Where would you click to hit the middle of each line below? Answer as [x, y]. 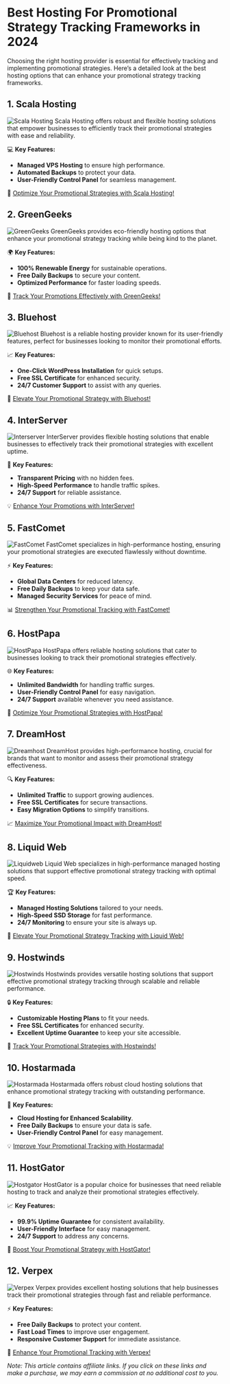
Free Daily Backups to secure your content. [79, 275]
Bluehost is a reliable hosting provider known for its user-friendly [131, 334]
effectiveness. [27, 765]
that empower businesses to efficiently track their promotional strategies [110, 128]
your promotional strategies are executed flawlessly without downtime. [107, 552]
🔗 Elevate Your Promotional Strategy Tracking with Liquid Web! [95, 936]
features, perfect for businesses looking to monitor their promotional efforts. [115, 341]
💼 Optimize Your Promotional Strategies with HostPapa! [85, 713]
